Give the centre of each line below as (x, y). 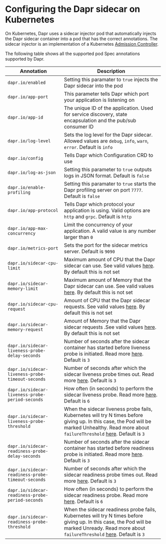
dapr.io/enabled (27, 82)
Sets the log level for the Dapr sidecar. (108, 135)
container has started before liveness (107, 347)
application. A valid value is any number (110, 231)
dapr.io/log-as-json (32, 172)
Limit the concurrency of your (98, 224)
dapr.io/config (25, 158)
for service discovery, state (96, 114)
